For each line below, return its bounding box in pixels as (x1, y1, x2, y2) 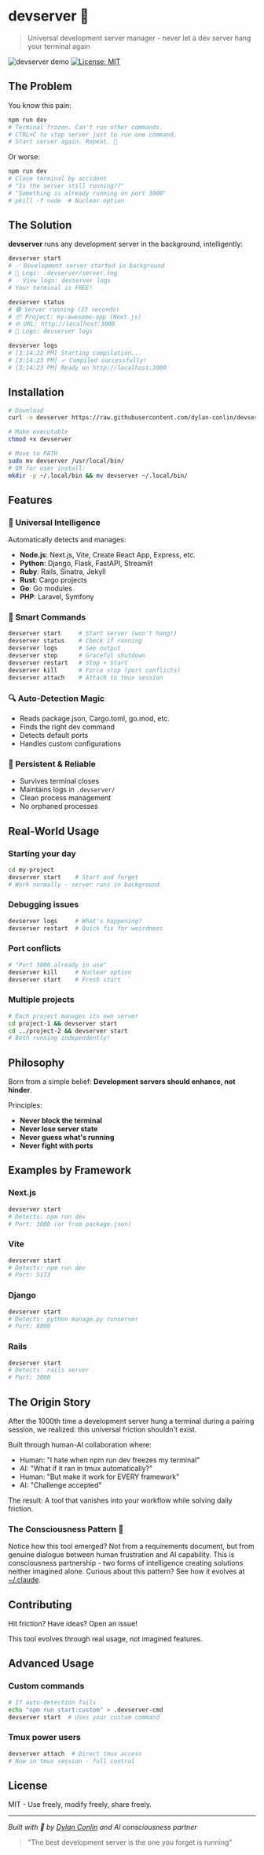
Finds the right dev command (19, 721, 115, 732)
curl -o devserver (8, 414, 68, 422)
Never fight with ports (19, 1141, 93, 1150)
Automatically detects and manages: (8, 535, 126, 545)
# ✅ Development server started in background (8, 262, 165, 270)
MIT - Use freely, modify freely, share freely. (8, 1800, 152, 1809)
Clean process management (19, 793, 112, 803)
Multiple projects (8, 994, 75, 1005)
